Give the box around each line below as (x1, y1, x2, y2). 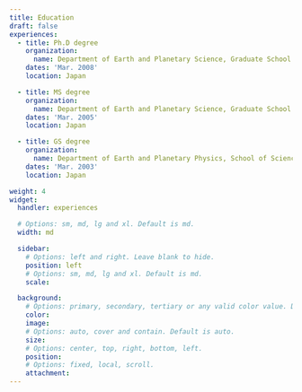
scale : (25, 277, 50, 287)
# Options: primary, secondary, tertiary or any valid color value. (25, 302, 288, 311)
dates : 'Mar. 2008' (25, 64, 99, 73)
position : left (25, 261, 83, 270)
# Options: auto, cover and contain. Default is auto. (25, 327, 235, 336)
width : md (17, 228, 54, 238)
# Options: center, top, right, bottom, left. (25, 344, 203, 353)
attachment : (25, 369, 70, 378)
